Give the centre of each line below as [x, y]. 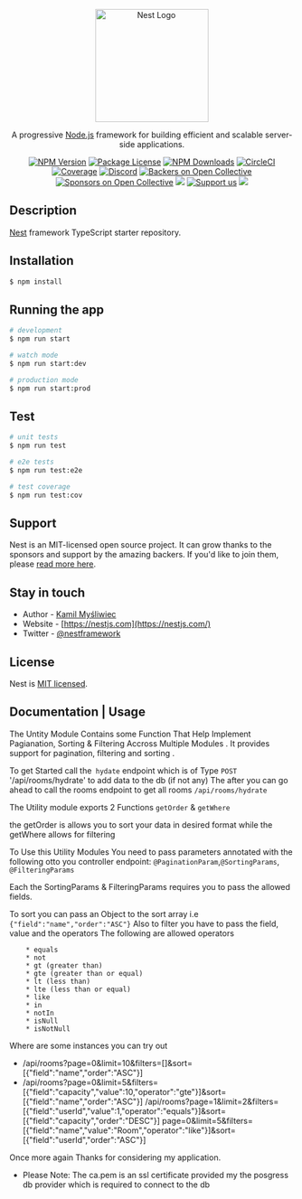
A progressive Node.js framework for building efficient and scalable [137, 135]
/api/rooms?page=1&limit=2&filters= [212, 1101]
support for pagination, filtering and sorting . [92, 753]
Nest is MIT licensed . [49, 684]
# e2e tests [32, 462]
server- [279, 135]
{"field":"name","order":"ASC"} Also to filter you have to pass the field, [144, 923]
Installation [42, 261]
